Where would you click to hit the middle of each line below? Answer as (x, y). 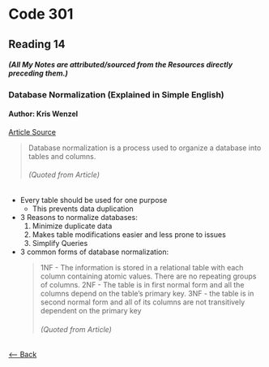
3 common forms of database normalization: (94, 252)
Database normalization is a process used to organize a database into (145, 148)
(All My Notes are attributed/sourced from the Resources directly (121, 65)
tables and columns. (62, 156)
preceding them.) (38, 73)
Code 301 (41, 14)
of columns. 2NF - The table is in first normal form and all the (142, 284)
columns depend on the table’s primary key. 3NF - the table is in (147, 293)
